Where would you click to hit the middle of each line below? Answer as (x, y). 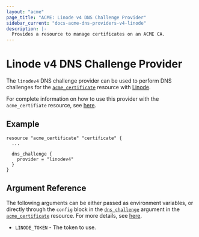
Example (23, 124)
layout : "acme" (25, 12)
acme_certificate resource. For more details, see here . (74, 215)
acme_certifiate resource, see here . (51, 106)
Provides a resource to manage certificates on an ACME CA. (88, 34)
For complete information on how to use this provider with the (83, 99)
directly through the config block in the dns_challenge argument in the (93, 209)
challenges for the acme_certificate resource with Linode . (79, 87)
